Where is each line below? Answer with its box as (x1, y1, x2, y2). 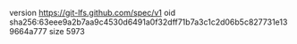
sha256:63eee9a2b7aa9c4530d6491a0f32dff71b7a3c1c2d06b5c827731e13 (9, 17, 288, 27)
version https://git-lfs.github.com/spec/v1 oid (9, 8, 176, 18)
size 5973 (48, 26, 85, 36)
